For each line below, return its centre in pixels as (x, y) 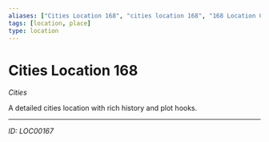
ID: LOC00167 (31, 131)
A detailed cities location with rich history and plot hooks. (103, 108)
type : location (34, 30)
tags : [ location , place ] (50, 23)
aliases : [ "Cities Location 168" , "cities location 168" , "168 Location (132, 16)
